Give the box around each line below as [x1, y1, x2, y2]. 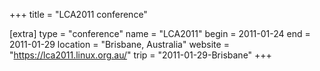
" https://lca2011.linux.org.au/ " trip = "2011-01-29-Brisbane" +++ [9, 49, 272, 61]
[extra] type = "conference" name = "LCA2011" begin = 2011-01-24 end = [9, 28, 311, 39]
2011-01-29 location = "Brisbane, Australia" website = [9, 39, 230, 50]
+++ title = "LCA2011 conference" [9, 9, 148, 20]
